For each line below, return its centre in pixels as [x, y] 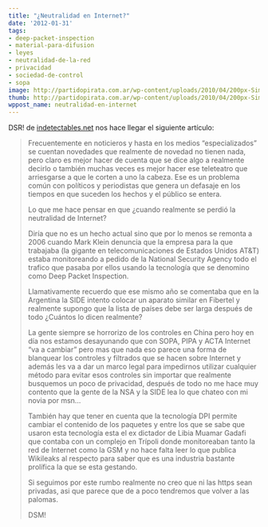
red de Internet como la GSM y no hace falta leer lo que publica [132, 450]
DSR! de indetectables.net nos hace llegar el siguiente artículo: [111, 128]
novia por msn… [54, 401]
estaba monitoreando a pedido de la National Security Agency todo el [142, 259]
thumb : [19, 98]
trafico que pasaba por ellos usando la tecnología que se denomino [138, 268]
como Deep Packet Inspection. [78, 276]
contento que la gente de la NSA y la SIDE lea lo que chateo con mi [138, 392]
